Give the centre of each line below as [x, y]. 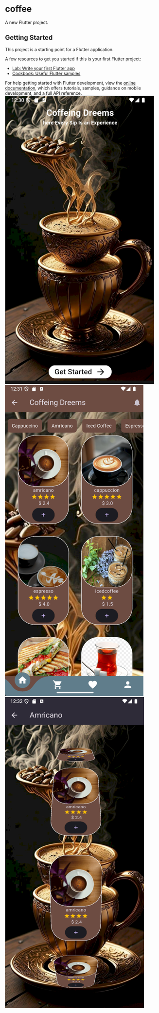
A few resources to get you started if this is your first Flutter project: [73, 59]
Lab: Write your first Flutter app [44, 68]
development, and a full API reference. [44, 93]
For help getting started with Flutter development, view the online [71, 83]
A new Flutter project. [27, 22]
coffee [18, 9]
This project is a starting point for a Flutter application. [59, 49]
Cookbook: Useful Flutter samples [46, 73]
